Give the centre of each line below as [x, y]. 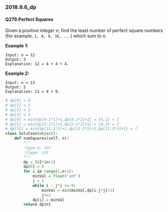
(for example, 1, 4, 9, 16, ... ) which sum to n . [56, 36]
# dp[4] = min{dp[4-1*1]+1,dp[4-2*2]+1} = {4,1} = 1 [62, 119]
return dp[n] [37, 204]
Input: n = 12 [20, 55]
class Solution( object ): [31, 134]
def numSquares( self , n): [42, 138]
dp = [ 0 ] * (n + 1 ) [40, 162]
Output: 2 [16, 87]
